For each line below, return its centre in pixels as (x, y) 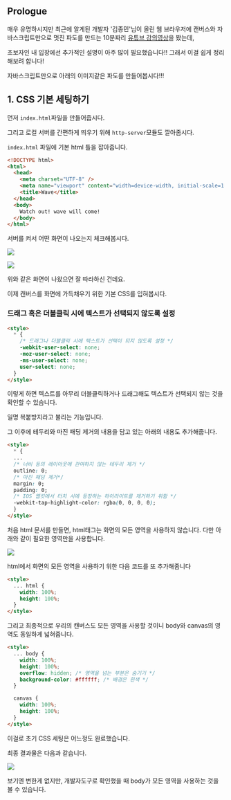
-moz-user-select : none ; (55, 354)
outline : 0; (31, 471)
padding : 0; (31, 490)
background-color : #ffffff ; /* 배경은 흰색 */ (84, 680)
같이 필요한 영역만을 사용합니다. (62, 538)
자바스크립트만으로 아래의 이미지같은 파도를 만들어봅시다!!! (86, 75)
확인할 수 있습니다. (32, 402)
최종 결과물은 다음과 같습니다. (47, 753)
